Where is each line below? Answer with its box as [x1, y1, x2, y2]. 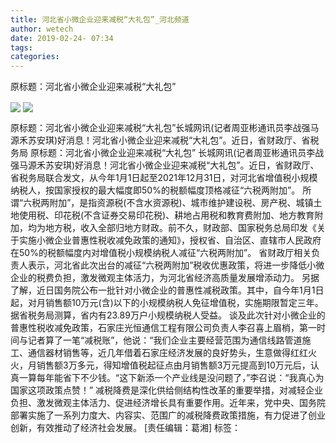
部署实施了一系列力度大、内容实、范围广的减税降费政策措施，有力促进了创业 [10, 409, 326, 421]
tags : [10, 42, 33, 53]
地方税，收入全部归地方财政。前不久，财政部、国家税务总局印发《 [44, 222, 317, 234]
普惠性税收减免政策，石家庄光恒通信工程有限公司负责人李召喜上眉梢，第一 [10, 322, 317, 334]
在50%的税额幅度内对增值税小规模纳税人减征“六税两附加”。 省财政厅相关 [10, 247, 312, 259]
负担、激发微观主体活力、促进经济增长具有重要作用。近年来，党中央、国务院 [10, 397, 326, 409]
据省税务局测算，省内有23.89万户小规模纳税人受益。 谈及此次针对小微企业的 [10, 309, 326, 321]
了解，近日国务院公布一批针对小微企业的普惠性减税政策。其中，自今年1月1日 [10, 284, 325, 296]
